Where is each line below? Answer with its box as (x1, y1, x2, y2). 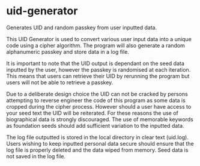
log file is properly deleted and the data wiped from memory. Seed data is (6, 146, 189, 153)
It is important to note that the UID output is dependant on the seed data (6, 60, 185, 67)
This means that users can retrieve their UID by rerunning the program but (6, 72, 190, 79)
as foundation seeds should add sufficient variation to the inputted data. (6, 122, 184, 129)
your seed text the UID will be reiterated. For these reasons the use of (6, 109, 179, 116)
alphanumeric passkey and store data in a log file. (6, 48, 129, 55)
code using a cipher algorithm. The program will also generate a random (6, 42, 185, 49)
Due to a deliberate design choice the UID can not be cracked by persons (6, 90, 188, 97)
